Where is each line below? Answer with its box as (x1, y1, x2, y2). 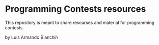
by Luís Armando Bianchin (5, 34, 58, 40)
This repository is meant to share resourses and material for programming (5, 20, 155, 25)
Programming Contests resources (5, 3, 146, 15)
